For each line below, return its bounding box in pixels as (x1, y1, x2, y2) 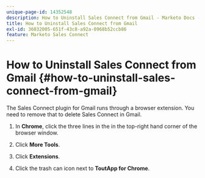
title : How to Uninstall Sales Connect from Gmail (6, 20, 138, 26)
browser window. (15, 129, 59, 136)
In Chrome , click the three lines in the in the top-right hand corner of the (15, 123, 198, 130)
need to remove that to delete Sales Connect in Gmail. (6, 111, 142, 118)
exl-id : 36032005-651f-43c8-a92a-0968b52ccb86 (6, 26, 127, 32)
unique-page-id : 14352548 (6, 9, 72, 15)
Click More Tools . (15, 141, 60, 149)
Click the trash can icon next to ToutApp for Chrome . (15, 165, 150, 172)
